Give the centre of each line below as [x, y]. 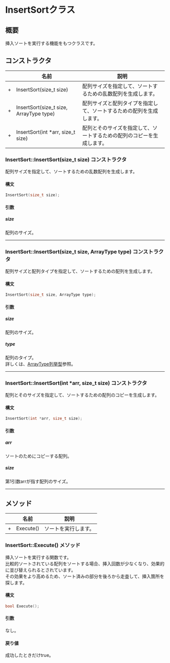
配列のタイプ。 [21, 358]
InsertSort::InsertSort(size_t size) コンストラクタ [66, 160]
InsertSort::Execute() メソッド [43, 545]
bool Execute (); [22, 606]
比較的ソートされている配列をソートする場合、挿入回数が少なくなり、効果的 [85, 563]
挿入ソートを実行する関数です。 [38, 557]
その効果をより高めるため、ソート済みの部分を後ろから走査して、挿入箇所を [85, 576]
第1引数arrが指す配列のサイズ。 [38, 481]
